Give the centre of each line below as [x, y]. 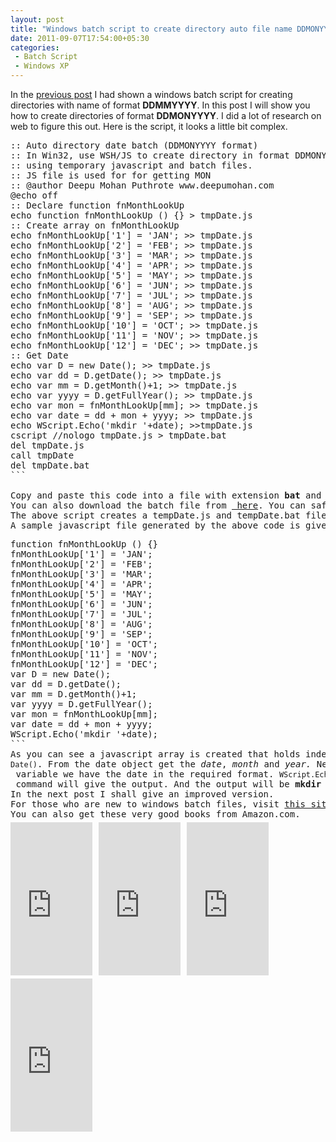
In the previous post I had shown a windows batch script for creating [151, 94]
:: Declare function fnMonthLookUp [97, 205]
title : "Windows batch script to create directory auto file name [151, 29]
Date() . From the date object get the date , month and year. [161, 764]
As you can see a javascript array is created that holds [155, 754]
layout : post [37, 19]
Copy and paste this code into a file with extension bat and [166, 495]
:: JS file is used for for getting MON [111, 175]
